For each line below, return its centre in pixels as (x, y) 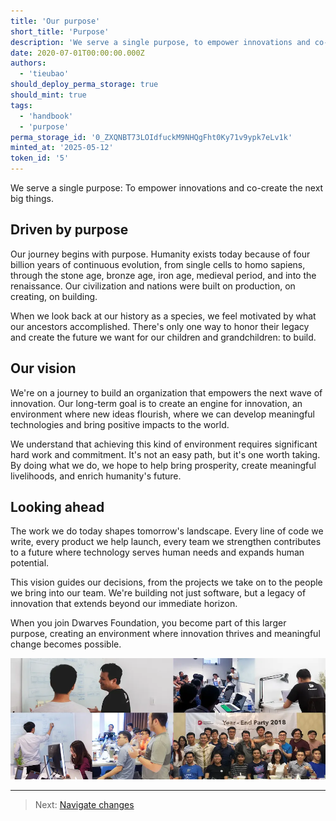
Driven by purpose (69, 230)
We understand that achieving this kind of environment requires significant (164, 444)
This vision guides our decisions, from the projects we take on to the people (166, 582)
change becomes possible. (66, 644)
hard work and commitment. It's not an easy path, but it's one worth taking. (165, 454)
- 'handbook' (46, 116)
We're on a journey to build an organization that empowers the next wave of (166, 392)
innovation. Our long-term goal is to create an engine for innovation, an (156, 403)
